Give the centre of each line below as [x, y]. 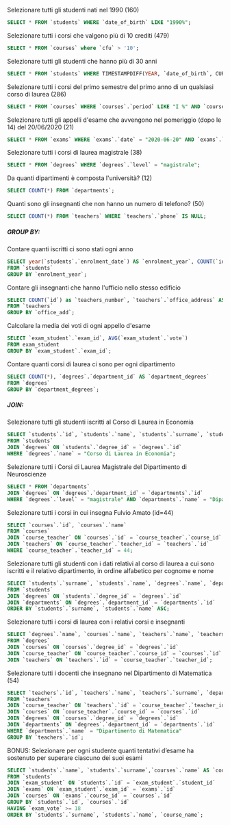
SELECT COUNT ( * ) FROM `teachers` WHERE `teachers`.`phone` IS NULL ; [107, 216]
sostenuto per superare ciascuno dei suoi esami [75, 758]
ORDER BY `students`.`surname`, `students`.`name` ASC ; [88, 609]
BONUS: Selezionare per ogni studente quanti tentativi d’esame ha [101, 750]
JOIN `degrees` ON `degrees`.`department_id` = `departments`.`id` [105, 493]
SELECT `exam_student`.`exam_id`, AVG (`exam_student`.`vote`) [98, 338]
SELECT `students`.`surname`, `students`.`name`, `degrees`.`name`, [107, 583]
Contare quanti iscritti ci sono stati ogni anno [70, 249]
